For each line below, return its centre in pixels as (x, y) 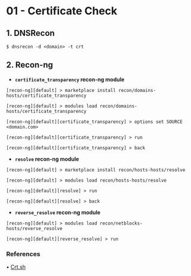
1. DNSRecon (30, 33)
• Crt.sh (16, 267)
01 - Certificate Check (62, 11)
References (23, 254)
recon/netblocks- (121, 223)
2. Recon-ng (30, 65)
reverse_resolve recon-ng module (58, 212)
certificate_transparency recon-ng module (70, 79)
